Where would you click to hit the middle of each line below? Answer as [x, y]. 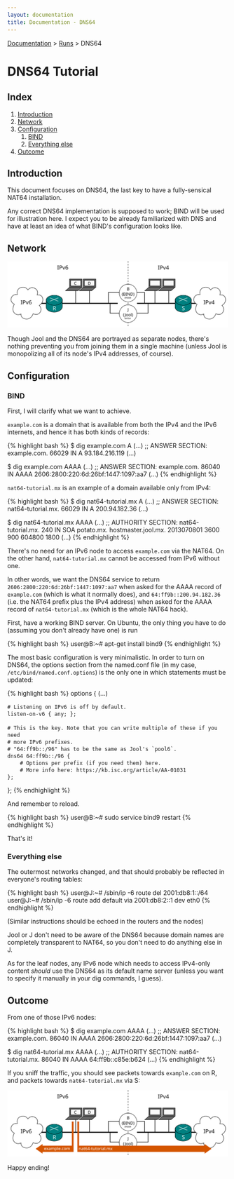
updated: [20, 680]
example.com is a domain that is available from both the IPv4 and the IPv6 [112, 424]
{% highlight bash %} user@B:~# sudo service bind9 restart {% [99, 817]
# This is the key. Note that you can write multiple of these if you [112, 728]
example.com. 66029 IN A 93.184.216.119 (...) [72, 453]
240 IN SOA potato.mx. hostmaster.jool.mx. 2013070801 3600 [130, 530]
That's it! [20, 838]
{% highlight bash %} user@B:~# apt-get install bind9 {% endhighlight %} [114, 644]
